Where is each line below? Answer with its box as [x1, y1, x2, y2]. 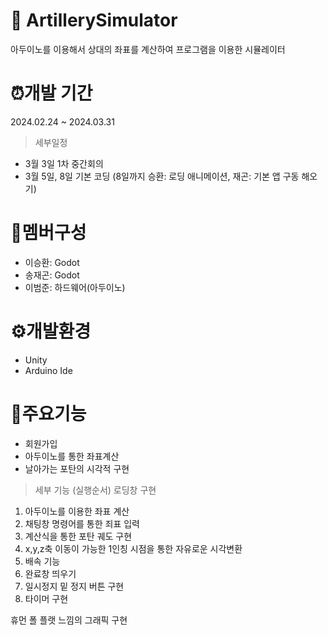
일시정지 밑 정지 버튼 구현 [24, 580, 125, 592]
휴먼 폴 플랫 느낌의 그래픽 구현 [10, 614, 128, 626]
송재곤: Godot [24, 269, 80, 281]
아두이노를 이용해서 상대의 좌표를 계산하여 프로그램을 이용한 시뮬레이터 [10, 43, 286, 55]
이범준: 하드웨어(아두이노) [24, 281, 126, 293]
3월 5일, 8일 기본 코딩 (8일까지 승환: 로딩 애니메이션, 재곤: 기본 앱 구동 [24, 170, 300, 182]
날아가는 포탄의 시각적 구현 [24, 462, 130, 474]
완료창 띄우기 [24, 567, 77, 579]
